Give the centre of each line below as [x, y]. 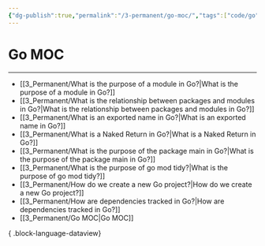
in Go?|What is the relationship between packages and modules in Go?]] [137, 109]
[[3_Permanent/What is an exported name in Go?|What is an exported [132, 117]
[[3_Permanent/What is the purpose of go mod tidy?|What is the [124, 167]
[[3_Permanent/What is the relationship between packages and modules [137, 100]
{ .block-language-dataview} [55, 233]
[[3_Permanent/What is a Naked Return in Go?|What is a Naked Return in [138, 134]
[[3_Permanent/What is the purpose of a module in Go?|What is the [129, 84]
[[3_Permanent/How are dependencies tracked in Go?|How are [122, 201]
